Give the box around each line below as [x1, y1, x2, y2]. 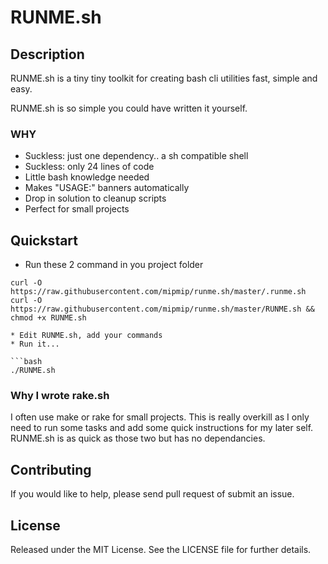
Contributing [10, 461, 92, 478]
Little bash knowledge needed [24, 171, 150, 183]
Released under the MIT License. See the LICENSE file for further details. [10, 544, 312, 556]
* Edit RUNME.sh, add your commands [10, 331, 163, 341]
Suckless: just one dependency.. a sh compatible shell [24, 150, 249, 162]
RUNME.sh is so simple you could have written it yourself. [10, 102, 248, 114]
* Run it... [10, 339, 60, 350]
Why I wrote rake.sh [10, 389, 110, 403]
